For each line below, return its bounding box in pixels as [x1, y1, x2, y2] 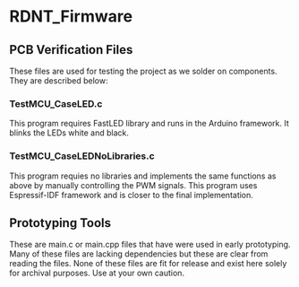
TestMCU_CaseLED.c [9, 97, 103, 109]
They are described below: [9, 75, 108, 86]
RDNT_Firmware [9, 6, 132, 27]
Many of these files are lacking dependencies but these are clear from [9, 248, 269, 259]
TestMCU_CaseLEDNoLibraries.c [9, 150, 155, 162]
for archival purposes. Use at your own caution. [9, 267, 185, 279]
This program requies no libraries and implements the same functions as [9, 170, 277, 181]
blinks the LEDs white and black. [9, 127, 130, 138]
